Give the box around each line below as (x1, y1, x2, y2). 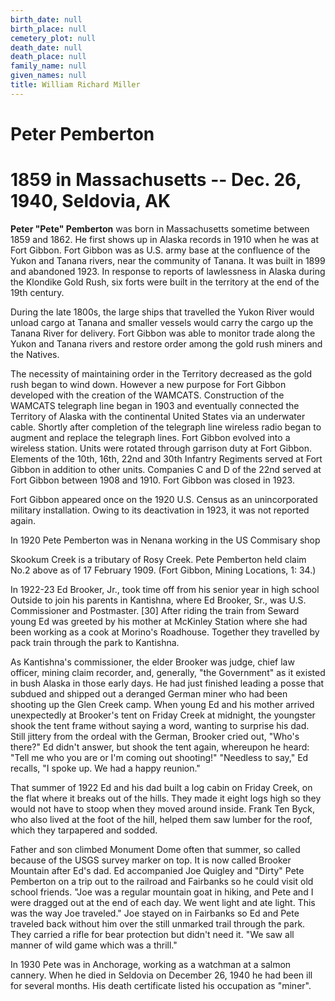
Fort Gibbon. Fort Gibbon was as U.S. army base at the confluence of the (10, 244, 311, 256)
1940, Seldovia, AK (10, 190, 172, 213)
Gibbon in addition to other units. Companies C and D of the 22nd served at (10, 463, 322, 475)
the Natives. (10, 348, 60, 360)
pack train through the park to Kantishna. (10, 636, 180, 648)
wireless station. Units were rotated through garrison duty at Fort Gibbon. (10, 442, 313, 454)
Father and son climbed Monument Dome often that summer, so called (10, 843, 301, 855)
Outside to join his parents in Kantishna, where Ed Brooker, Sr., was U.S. (10, 594, 307, 606)
